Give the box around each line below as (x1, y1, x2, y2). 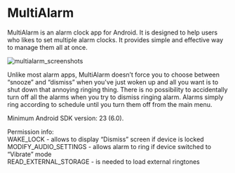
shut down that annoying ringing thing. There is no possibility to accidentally (7, 85, 228, 94)
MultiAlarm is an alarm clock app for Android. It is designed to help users (7, 28, 218, 37)
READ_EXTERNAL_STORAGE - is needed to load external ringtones (7, 157, 200, 166)
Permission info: (7, 127, 54, 136)
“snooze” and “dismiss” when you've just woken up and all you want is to (7, 77, 219, 86)
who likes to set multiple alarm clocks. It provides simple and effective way (7, 35, 224, 44)
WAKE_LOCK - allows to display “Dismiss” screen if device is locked (7, 135, 205, 143)
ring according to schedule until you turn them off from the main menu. (7, 100, 213, 108)
